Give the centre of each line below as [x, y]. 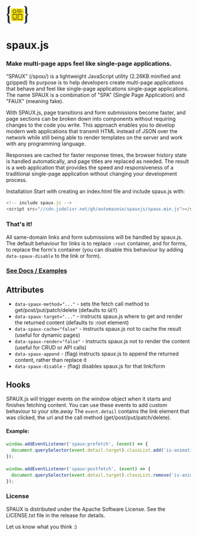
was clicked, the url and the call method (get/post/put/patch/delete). [89, 418]
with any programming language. [46, 144]
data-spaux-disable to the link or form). [54, 256]
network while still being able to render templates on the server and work [94, 138]
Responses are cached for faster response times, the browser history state [96, 155]
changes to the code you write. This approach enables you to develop [91, 125]
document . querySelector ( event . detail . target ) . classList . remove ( [91, 475]
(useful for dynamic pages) [47, 335]
